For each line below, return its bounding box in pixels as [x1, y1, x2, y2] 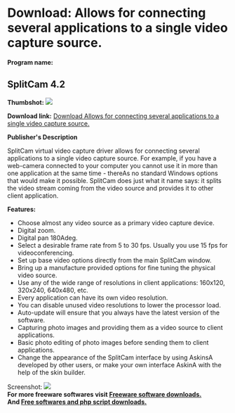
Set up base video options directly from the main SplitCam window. [17, 255, 212, 265]
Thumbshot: [7, 98, 44, 106]
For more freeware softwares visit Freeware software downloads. [7, 390, 202, 398]
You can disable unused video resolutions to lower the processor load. [17, 300, 221, 309]
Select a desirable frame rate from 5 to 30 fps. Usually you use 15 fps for [17, 241, 228, 249]
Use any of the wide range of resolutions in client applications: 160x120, [17, 278, 226, 286]
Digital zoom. [17, 226, 56, 234]
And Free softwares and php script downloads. [7, 398, 147, 406]
